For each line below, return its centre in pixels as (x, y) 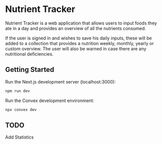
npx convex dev (21, 109)
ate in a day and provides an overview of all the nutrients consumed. (76, 28)
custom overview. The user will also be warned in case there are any (76, 48)
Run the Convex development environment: (50, 100)
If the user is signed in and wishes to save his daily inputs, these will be (78, 38)
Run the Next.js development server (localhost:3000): (60, 81)
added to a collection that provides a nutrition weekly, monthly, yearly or (79, 43)
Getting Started (30, 70)
